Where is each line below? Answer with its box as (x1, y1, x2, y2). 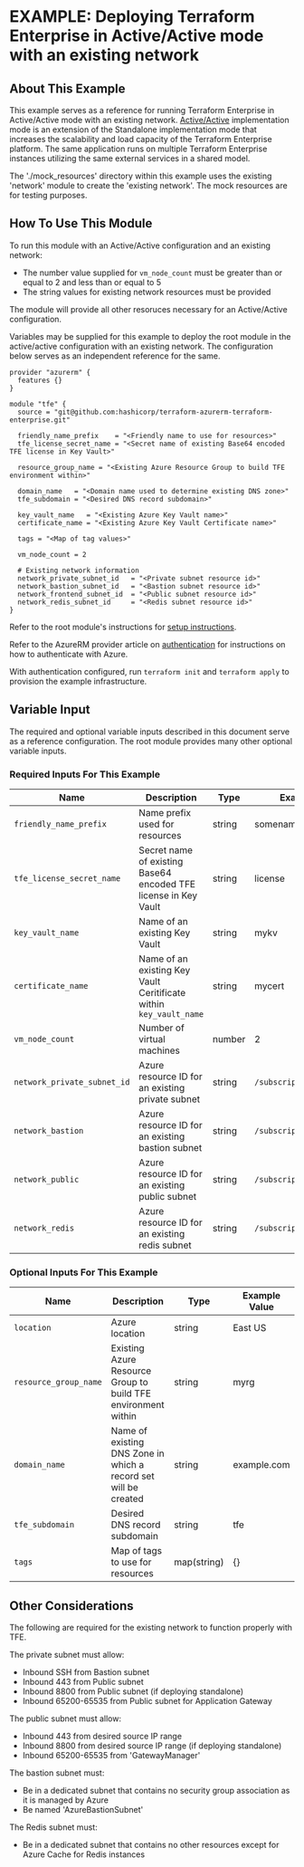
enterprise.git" (9, 415, 71, 425)
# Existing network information (17, 566, 140, 575)
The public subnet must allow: (9, 1713, 122, 1724)
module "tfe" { (9, 399, 67, 408)
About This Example (9, 81, 126, 96)
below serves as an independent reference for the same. (9, 350, 221, 361)
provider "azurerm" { (9, 368, 91, 377)
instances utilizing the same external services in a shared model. (9, 153, 251, 164)
